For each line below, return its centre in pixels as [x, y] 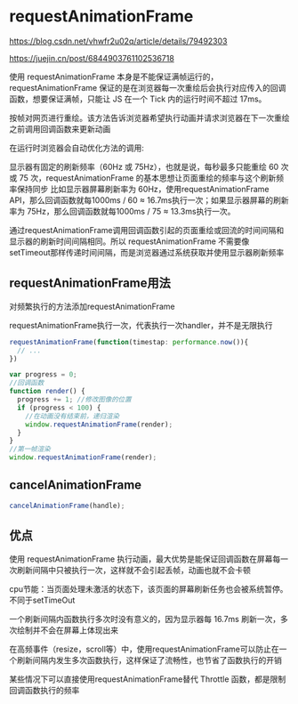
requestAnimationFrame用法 [90, 283]
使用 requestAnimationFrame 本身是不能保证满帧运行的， [114, 77]
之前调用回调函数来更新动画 [60, 129]
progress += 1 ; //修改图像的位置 [74, 400]
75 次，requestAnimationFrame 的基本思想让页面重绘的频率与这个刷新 [148, 178]
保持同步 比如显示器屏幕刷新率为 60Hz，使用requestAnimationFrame [143, 189]
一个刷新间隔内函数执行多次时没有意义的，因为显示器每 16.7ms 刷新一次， [145, 619]
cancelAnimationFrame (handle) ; [67, 506]
